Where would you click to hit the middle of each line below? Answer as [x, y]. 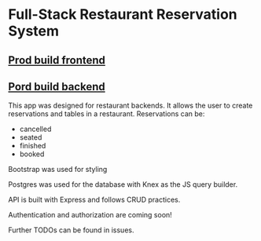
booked [32, 154]
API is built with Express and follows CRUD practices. [94, 200]
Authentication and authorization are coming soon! [90, 215]
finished [33, 146]
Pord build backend [57, 87]
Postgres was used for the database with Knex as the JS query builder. [123, 184]
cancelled [35, 129]
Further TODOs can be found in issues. [71, 230]
